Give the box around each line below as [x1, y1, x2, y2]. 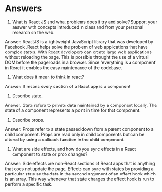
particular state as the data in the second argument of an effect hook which [5, 171, 156, 176]
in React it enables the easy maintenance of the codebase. [5, 64, 122, 70]
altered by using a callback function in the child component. [5, 137, 125, 142]
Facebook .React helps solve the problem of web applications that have [5, 44, 148, 50]
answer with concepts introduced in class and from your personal [12, 24, 144, 30]
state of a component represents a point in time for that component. [5, 107, 141, 113]
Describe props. [12, 117, 45, 122]
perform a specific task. [5, 181, 53, 187]
